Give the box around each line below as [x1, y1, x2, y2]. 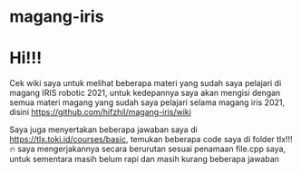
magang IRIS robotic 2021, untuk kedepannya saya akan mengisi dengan [9, 88, 281, 99]
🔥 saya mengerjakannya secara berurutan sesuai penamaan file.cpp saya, [9, 143, 286, 155]
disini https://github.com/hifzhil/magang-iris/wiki [9, 107, 192, 118]
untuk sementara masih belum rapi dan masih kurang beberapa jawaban [9, 154, 279, 165]
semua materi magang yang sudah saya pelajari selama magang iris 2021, [9, 97, 286, 108]
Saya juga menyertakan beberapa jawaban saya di [9, 124, 198, 135]
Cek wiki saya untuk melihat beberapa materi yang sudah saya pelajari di [9, 78, 282, 89]
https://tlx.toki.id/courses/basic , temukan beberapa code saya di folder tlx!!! [9, 134, 293, 145]
